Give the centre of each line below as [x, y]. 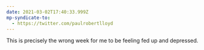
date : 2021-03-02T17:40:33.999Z [47, 12]
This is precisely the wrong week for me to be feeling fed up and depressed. [102, 41]
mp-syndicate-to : [28, 18]
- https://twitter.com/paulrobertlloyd [63, 23]
